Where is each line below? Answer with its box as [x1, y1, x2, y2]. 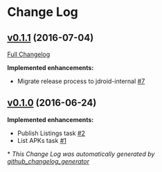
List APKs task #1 [17, 136, 67, 144]
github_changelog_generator [7, 157, 90, 165]
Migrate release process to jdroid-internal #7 [17, 77, 145, 85]
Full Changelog [7, 50, 51, 58]
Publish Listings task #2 [17, 129, 85, 137]
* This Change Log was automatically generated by [7, 150, 155, 158]
